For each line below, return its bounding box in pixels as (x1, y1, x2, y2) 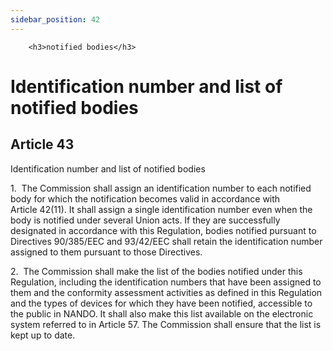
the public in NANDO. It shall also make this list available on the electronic (10, 307, 314, 320)
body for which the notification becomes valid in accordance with (10, 192, 281, 205)
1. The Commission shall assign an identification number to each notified (10, 182, 312, 194)
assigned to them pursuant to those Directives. (10, 246, 203, 258)
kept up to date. (10, 329, 76, 341)
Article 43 (10, 136, 75, 153)
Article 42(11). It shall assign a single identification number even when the (10, 203, 313, 215)
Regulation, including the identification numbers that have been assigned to (10, 276, 322, 288)
